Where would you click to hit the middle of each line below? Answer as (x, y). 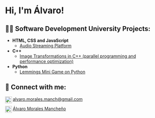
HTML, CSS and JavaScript (40, 40)
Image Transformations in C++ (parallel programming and (78, 56)
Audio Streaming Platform (46, 46)
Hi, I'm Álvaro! (35, 11)
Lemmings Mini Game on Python (52, 72)
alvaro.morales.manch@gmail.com (48, 99)
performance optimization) (46, 61)
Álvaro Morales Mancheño (39, 109)
